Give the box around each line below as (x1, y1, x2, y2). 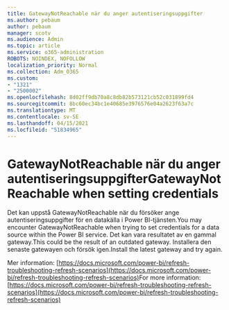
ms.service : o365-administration (7, 49, 104, 56)
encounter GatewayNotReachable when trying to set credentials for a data (7, 223, 220, 232)
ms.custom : (7, 74, 39, 82)
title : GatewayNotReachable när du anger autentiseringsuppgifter (7, 10, 203, 17)
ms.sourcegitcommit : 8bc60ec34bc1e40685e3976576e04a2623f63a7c (7, 101, 194, 107)
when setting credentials (71, 185, 219, 201)
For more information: (138, 273, 201, 282)
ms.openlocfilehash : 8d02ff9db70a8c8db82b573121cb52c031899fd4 (7, 94, 194, 101)
